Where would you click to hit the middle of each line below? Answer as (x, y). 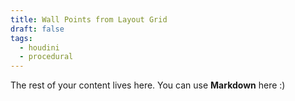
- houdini (39, 47)
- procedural (46, 57)
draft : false (37, 29)
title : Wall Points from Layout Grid (89, 19)
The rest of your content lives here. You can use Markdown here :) (148, 85)
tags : (21, 38)
